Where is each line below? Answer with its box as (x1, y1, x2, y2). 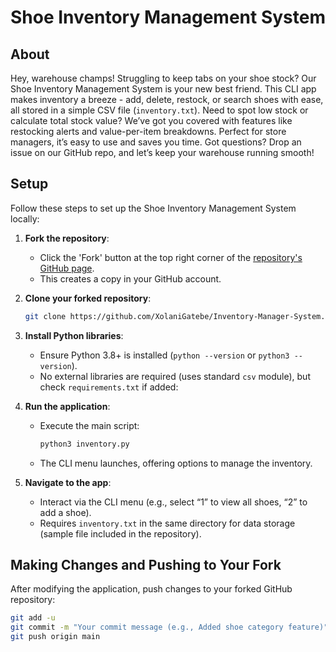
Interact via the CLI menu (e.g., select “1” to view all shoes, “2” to (39, 496, 308, 508)
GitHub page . (39, 262, 95, 274)
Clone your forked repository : (24, 292, 152, 304)
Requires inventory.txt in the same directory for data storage (39, 517, 296, 529)
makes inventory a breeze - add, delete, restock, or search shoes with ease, (10, 94, 324, 105)
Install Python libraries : (24, 329, 124, 341)
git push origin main (10, 632, 101, 642)
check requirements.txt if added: (39, 381, 179, 393)
